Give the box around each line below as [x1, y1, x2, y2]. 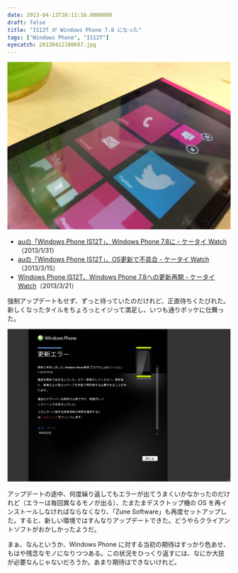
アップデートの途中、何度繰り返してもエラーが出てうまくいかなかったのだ [7, 489, 225, 499]
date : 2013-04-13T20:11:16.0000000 [7, 11, 113, 18]
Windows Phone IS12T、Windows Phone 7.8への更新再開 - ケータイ [17, 273, 215, 281]
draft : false [7, 18, 46, 26]
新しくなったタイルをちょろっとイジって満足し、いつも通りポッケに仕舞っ [7, 305, 225, 314]
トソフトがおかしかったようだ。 [7, 525, 101, 534]
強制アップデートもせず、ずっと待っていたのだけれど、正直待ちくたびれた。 [7, 297, 230, 305]
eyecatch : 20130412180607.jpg [7, 41, 97, 49]
